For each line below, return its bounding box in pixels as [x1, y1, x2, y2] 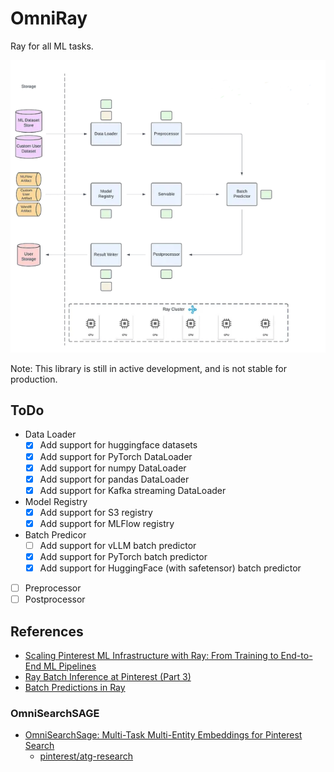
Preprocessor [24, 582, 82, 594]
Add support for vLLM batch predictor [39, 539, 197, 551]
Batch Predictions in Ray [24, 682, 126, 694]
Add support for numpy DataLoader [39, 462, 187, 474]
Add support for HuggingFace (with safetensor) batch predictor [39, 562, 302, 574]
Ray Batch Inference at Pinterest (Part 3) [24, 671, 192, 683]
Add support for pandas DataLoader [39, 473, 190, 485]
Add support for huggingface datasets [39, 439, 198, 451]
